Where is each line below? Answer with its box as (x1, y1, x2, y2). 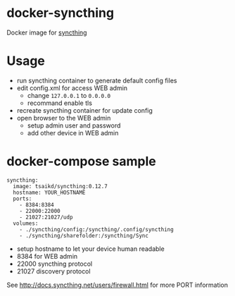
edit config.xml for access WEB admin (16, 83, 128, 92)
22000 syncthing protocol (16, 259, 93, 268)
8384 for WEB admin (16, 252, 78, 260)
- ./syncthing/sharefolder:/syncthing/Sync (19, 232, 149, 239)
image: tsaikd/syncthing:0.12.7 (13, 183, 108, 190)
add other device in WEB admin (27, 128, 119, 137)
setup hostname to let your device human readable (16, 245, 165, 253)
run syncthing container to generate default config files (16, 76, 177, 85)
